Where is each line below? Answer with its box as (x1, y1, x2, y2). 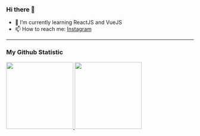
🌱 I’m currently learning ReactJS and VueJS (14, 19, 122, 26)
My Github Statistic (6, 48, 64, 56)
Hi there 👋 (6, 5, 36, 14)
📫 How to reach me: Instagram (14, 26, 92, 33)
